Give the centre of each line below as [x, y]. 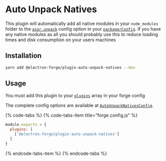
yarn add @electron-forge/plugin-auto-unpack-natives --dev [71, 67]
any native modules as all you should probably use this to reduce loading [82, 34]
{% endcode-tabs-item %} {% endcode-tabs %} [56, 153]
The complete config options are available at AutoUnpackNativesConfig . [79, 105]
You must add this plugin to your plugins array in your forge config [75, 96]
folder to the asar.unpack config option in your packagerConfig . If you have [83, 29]
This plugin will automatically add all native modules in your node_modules [82, 23]
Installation [23, 56]
